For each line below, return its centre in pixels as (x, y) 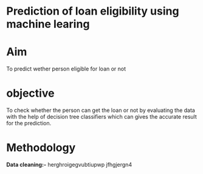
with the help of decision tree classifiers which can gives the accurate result (102, 117)
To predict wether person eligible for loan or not (66, 69)
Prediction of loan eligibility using (93, 11)
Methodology (41, 148)
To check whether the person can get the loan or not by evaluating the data (101, 110)
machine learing (48, 24)
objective (30, 93)
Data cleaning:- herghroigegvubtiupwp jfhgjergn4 (69, 165)
